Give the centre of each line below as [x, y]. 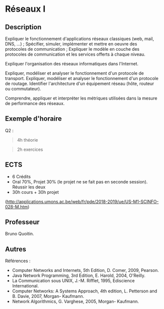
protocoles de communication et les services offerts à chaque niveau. [75, 54]
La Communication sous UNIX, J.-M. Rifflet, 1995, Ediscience [73, 281]
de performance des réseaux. [35, 103]
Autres [16, 249]
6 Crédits [21, 176]
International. [25, 286]
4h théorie [27, 140]
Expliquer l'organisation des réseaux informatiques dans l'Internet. [72, 64]
